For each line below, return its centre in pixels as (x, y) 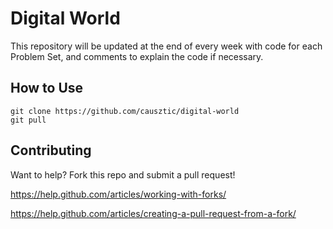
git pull (28, 120)
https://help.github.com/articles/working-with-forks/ (118, 194)
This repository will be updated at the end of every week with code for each (166, 46)
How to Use (47, 88)
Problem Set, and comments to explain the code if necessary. (137, 56)
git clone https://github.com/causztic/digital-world (125, 111)
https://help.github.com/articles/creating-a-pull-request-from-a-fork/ (153, 213)
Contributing (51, 150)
